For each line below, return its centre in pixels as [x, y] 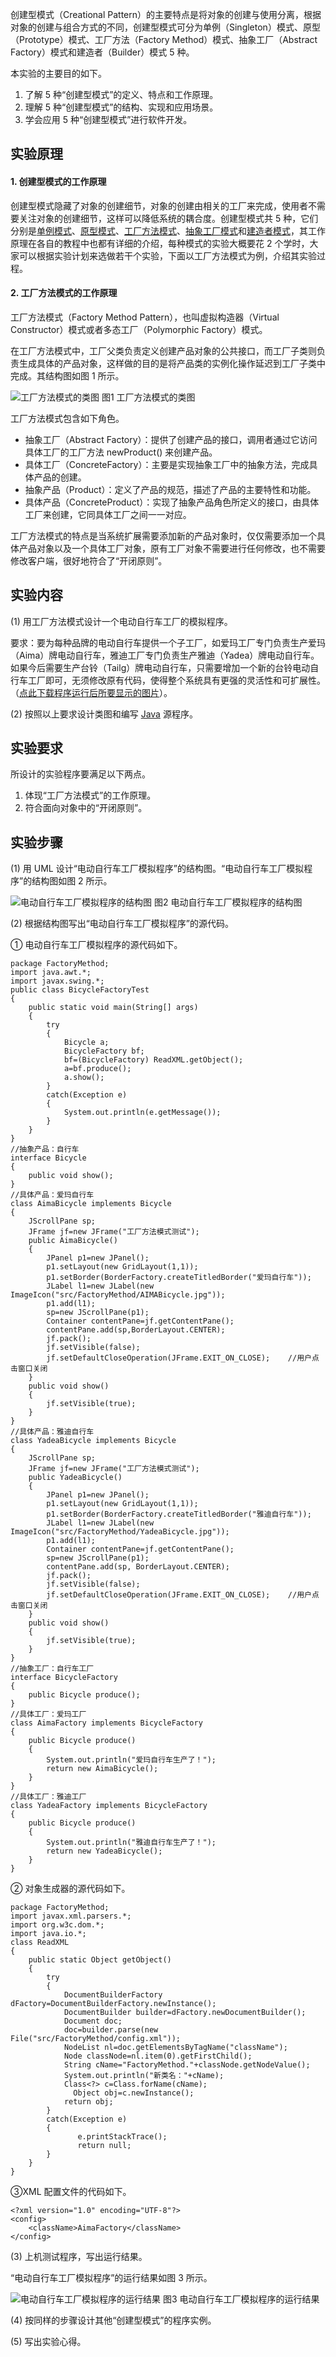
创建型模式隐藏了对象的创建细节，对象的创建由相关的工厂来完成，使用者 [159, 205]
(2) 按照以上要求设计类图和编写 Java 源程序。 [104, 714]
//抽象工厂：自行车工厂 [52, 1669]
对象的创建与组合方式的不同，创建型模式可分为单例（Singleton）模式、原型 [165, 27]
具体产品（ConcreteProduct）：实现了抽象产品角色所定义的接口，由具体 [172, 502]
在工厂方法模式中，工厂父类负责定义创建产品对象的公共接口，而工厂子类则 [163, 350]
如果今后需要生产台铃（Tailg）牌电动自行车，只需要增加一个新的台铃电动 [160, 667]
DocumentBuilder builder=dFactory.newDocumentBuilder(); [185, 2013]
